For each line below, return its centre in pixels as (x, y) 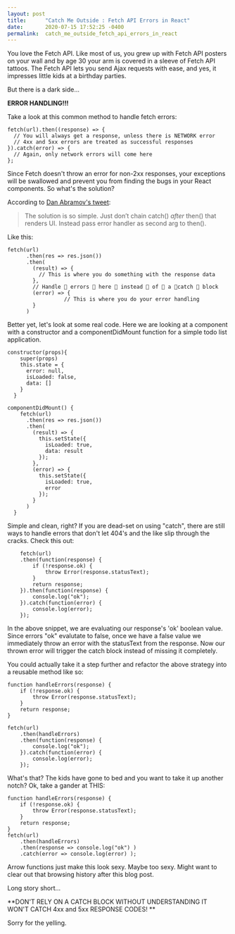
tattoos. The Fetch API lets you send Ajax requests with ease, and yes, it (112, 68)
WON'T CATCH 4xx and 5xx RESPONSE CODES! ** (82, 909)
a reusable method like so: (45, 672)
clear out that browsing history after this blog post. (81, 875)
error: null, (45, 371)
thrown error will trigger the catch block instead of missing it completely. (113, 651)
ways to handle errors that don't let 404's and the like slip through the (108, 533)
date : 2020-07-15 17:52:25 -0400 (66, 27)
